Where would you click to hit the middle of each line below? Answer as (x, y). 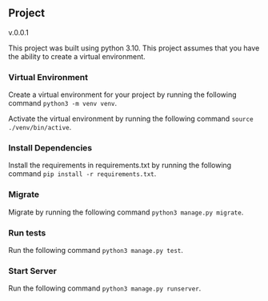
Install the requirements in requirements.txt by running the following (120, 165)
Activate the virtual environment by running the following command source (131, 118)
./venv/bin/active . (40, 127)
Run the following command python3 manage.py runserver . (105, 288)
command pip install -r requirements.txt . (82, 174)
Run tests (27, 233)
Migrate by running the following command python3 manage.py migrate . (126, 212)
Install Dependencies (50, 148)
